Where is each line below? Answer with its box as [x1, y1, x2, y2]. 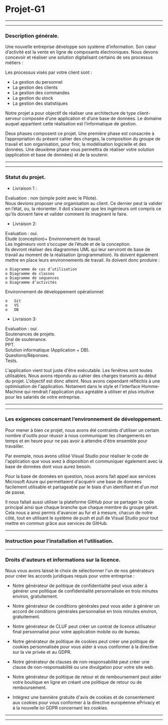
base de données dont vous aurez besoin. [5, 463, 92, 469]
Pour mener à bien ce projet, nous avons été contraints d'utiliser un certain [5, 427, 159, 433]
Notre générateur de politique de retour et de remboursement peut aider [12, 674, 161, 680]
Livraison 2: [12, 221, 37, 227]
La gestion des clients [12, 84, 58, 91]
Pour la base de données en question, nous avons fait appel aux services [5, 473, 156, 479]
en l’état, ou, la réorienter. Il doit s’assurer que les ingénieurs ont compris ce [5, 206, 161, 212]
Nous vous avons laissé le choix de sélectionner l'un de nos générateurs [5, 568, 154, 574]
